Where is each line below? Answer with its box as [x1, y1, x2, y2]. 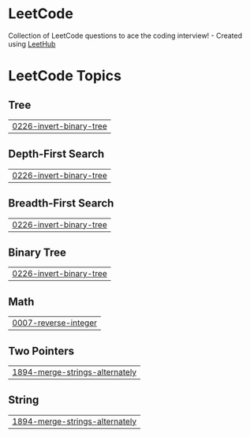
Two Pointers [8, 344, 75, 357]
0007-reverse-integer [12, 317, 97, 328]
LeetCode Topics [8, 67, 122, 85]
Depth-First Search [8, 148, 105, 161]
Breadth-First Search [8, 196, 114, 210]
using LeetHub [8, 39, 56, 48]
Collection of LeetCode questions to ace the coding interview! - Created [8, 31, 243, 40]
